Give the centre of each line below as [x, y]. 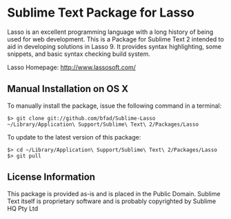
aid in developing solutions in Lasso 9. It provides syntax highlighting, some [114, 46]
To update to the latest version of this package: [74, 137]
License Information [51, 177]
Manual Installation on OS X [68, 89]
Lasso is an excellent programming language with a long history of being [110, 32]
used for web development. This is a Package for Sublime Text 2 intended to [115, 39]
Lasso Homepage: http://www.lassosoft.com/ [72, 67]
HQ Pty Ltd [23, 208]
